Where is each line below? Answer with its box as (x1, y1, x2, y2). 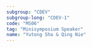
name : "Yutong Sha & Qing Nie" (6, 32, 86, 38)
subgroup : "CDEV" (6, 9, 51, 15)
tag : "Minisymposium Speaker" (6, 26, 84, 32)
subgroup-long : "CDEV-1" (6, 15, 70, 21)
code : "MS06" (6, 20, 40, 26)
